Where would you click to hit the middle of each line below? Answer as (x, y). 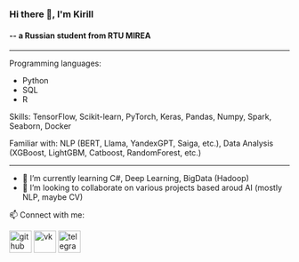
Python (35, 81)
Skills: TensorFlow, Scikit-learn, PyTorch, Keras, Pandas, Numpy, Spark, (141, 117)
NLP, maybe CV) (53, 197)
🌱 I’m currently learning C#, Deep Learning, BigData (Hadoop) (135, 179)
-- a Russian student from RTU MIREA (80, 36)
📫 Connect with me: (47, 215)
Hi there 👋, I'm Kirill (52, 14)
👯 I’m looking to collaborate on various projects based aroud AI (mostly (152, 188)
